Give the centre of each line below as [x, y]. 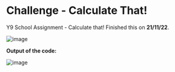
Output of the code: [31, 51]
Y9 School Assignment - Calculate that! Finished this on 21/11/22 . [88, 27]
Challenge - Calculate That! [77, 11]
